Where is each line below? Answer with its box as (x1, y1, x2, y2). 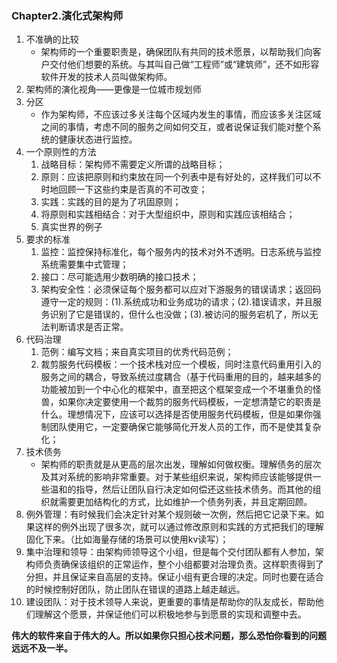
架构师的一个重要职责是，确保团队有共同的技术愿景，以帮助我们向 (40, 46, 313, 58)
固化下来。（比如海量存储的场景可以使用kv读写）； (25, 533, 229, 546)
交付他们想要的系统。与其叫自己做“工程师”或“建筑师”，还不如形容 (49, 58, 320, 71)
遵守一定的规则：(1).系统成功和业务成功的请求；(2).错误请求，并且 (40, 296, 314, 308)
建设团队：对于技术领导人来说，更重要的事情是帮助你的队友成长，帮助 (25, 596, 316, 608)
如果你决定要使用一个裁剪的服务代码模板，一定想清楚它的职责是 (58, 396, 322, 408)
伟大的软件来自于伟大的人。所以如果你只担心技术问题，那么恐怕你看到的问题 (11, 630, 327, 642)
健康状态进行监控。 (58, 133, 138, 146)
